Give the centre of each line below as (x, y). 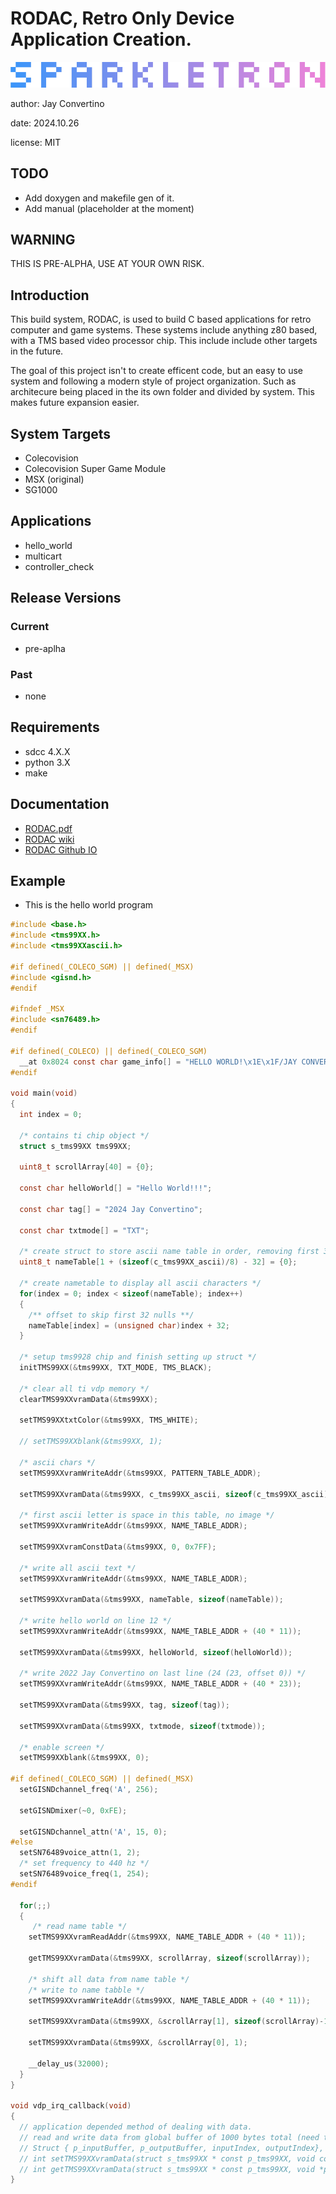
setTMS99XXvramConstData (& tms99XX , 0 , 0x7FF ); (118, 1547)
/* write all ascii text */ (78, 1568)
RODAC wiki (49, 839)
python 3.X (47, 762)
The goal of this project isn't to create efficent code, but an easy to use (156, 371)
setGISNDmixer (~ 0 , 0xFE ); (73, 1810)
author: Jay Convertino (57, 103)
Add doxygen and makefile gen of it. (99, 198)
